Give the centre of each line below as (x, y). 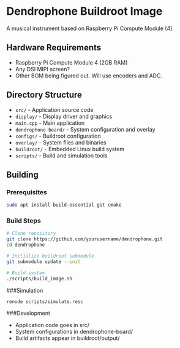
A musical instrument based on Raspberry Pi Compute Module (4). (90, 28)
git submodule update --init (43, 262)
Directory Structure (44, 95)
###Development (28, 313)
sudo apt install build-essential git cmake (64, 205)
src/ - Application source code (54, 109)
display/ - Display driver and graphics (64, 116)
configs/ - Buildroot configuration (58, 136)
